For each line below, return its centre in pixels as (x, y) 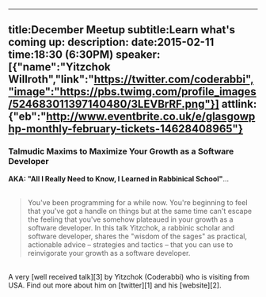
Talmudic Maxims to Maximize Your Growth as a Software (121, 151)
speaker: (138, 55)
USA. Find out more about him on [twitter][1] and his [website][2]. (115, 285)
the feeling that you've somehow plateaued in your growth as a (130, 219)
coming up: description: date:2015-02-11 (111, 42)
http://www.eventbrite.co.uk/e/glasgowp (151, 117)
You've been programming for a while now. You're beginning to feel (137, 202)
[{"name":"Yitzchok (59, 67)
